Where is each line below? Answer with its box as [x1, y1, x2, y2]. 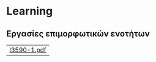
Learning [6, 4, 53, 18]
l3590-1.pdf [9, 46, 46, 54]
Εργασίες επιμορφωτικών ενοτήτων [6, 29, 150, 39]
